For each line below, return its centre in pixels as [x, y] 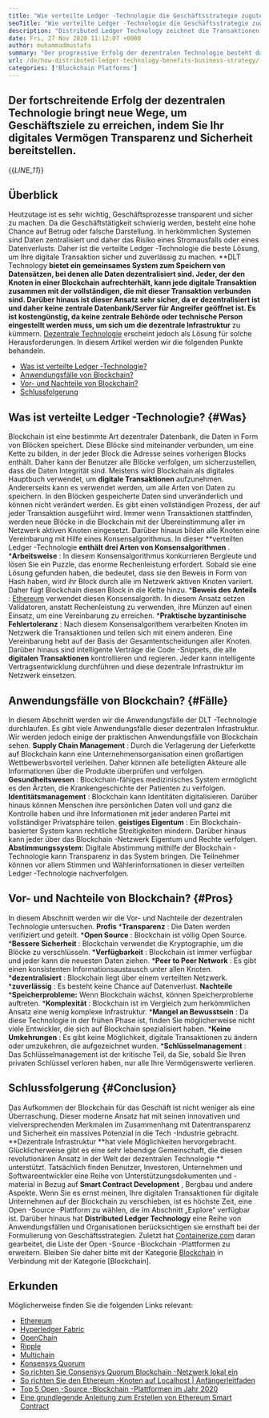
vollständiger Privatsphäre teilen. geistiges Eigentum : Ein [104, 822]
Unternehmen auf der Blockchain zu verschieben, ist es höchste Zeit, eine [130, 1201]
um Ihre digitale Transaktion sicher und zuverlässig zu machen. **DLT [124, 257]
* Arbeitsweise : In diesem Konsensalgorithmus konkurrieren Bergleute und [132, 556]
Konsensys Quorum [52, 1363]
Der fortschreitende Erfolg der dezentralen [117, 101]
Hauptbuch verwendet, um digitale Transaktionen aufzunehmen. [116, 479]
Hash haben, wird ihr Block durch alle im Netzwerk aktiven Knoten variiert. [131, 582]
